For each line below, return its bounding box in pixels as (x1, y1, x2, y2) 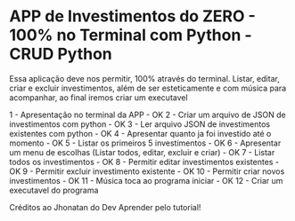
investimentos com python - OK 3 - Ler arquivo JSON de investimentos (9, 118, 270, 130)
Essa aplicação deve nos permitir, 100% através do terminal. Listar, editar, (9, 73, 281, 83)
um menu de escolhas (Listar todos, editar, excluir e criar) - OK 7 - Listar (9, 146, 275, 157)
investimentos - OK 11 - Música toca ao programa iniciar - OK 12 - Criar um (9, 175, 283, 185)
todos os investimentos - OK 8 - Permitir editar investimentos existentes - (9, 156, 279, 167)
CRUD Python (9, 44, 113, 64)
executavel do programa (9, 185, 99, 195)
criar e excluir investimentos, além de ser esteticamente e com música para (9, 83, 287, 93)
